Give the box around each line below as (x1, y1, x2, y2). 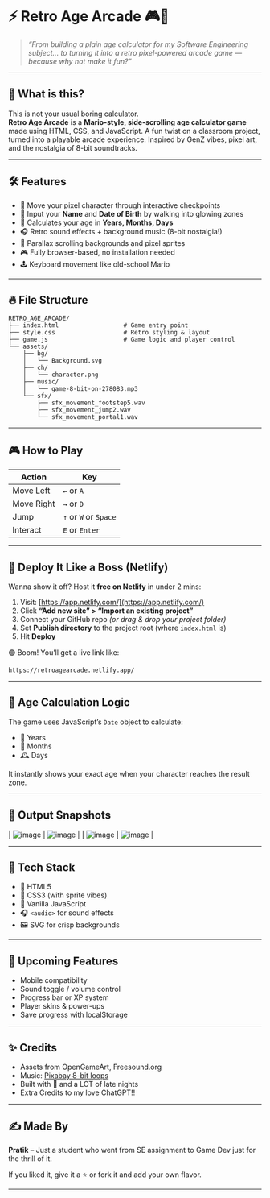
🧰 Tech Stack (8, 860, 76, 875)
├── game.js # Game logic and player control (8, 336, 235, 344)
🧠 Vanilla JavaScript (19, 899, 87, 909)
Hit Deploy (19, 632, 56, 641)
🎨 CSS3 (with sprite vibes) (19, 890, 108, 900)
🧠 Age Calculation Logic (8, 695, 130, 710)
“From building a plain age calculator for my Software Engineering (27, 39, 249, 49)
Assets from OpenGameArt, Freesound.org (19, 1062, 162, 1072)
